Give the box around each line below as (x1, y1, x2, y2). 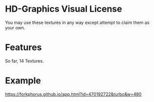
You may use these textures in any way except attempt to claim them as (5, 20, 150, 25)
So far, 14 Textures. (5, 58, 44, 64)
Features (5, 42, 42, 53)
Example (5, 75, 41, 86)
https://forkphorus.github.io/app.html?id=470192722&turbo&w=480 (5, 91, 142, 97)
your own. (5, 24, 25, 30)
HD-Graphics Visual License (5, 3, 122, 15)
